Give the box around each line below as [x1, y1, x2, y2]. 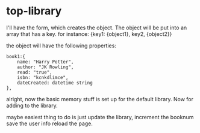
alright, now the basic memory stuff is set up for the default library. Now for [6, 95, 194, 102]
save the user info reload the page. [6, 120, 93, 127]
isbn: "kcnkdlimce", [17, 74, 69, 80]
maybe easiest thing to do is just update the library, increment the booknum [6, 113, 194, 120]
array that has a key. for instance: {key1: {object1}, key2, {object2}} [6, 30, 172, 37]
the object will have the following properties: [6, 42, 116, 49]
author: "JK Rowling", [17, 64, 74, 70]
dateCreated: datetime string [17, 80, 93, 86]
